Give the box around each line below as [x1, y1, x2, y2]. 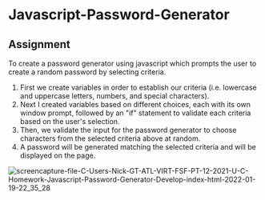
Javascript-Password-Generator [8, 6, 230, 24]
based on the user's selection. [19, 117, 120, 126]
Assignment [8, 38, 70, 51]
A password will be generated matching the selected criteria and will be [19, 142, 256, 151]
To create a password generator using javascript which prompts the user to [8, 58, 257, 68]
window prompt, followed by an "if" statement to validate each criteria [19, 108, 251, 118]
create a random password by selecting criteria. [8, 67, 167, 77]
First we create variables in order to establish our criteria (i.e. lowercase [19, 82, 258, 92]
